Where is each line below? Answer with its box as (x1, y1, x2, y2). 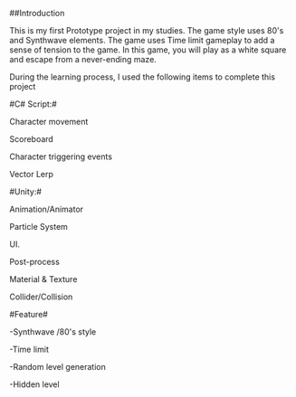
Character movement (9, 117, 89, 127)
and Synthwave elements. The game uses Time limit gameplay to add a (9, 35, 275, 45)
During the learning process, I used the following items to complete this (9, 71, 276, 82)
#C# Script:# (9, 99, 57, 109)
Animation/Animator (9, 203, 84, 214)
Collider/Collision (9, 291, 73, 302)
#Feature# (9, 309, 48, 319)
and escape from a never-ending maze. (9, 54, 157, 64)
